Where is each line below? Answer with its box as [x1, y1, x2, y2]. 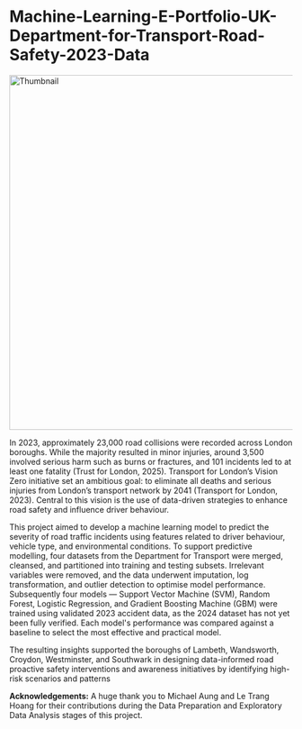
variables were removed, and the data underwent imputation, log [9, 570, 249, 580]
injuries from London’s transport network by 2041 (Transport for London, [9, 485, 279, 496]
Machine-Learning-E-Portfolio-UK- [9, 6, 278, 27]
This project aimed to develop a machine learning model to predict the [9, 521, 270, 533]
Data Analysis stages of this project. [9, 709, 143, 720]
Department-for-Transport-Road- [9, 25, 265, 46]
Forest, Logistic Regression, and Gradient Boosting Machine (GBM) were [9, 597, 279, 609]
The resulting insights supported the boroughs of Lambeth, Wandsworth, [9, 644, 280, 655]
